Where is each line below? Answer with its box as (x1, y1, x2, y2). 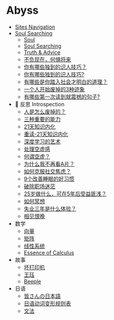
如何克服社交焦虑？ (23, 168, 72, 175)
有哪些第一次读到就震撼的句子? (23, 93, 100, 100)
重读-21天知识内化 (23, 130, 69, 137)
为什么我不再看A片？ (23, 160, 75, 167)
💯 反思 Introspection (14, 100, 64, 107)
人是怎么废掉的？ (23, 108, 66, 115)
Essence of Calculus (23, 249, 75, 256)
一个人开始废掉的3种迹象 (23, 85, 85, 93)
